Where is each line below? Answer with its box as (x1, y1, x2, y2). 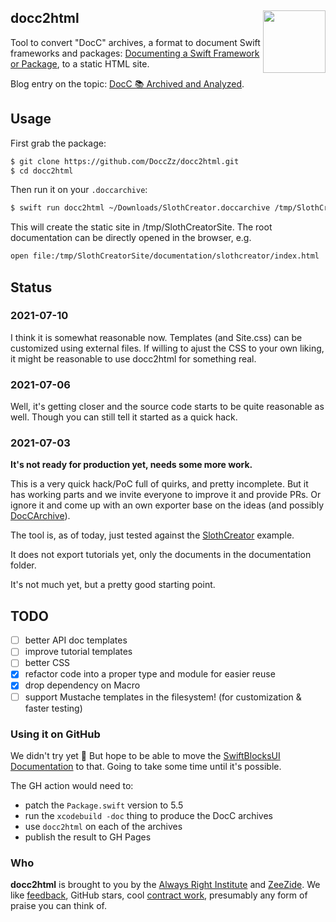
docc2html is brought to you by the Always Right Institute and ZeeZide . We (10, 879, 321, 891)
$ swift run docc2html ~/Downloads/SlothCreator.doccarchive (10, 203, 271, 213)
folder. (10, 559, 37, 571)
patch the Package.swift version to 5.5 (24, 799, 184, 811)
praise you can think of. (10, 900, 107, 912)
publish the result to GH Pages (24, 831, 152, 843)
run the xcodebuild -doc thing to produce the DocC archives (24, 809, 273, 821)
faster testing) (24, 702, 83, 714)
